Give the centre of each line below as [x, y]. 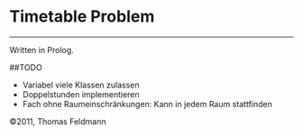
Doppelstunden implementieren [81, 94]
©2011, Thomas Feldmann [58, 121]
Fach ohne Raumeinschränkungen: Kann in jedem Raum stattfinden [147, 104]
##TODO [26, 67]
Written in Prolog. [41, 50]
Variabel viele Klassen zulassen [81, 85]
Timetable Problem [82, 17]
